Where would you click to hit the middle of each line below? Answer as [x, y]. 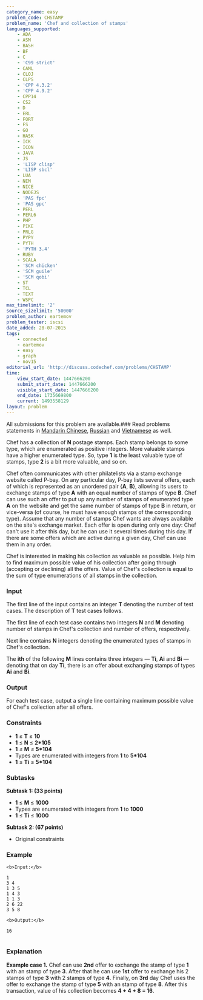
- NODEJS [28, 192]
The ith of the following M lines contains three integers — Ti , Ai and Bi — [98, 659]
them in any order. [29, 544]
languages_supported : [34, 29]
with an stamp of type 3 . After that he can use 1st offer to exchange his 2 [98, 971]
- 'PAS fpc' [32, 198]
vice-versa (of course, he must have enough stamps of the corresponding [99, 512]
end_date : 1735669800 [44, 396]
